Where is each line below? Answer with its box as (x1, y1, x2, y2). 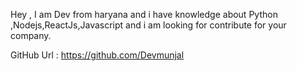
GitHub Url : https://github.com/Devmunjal (10, 49, 185, 61)
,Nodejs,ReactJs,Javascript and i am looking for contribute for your (10, 19, 287, 31)
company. (10, 30, 52, 41)
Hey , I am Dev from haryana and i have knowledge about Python (10, 9, 278, 20)
